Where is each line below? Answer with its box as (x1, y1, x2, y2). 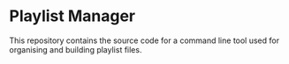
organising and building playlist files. (9, 44, 142, 54)
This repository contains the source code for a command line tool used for (9, 35, 280, 46)
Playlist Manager (9, 6, 135, 26)
